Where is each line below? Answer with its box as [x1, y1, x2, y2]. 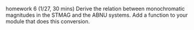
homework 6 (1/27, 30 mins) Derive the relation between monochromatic [5, 5, 185, 12]
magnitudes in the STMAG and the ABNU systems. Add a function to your [5, 11, 188, 19]
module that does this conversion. [5, 18, 90, 25]
